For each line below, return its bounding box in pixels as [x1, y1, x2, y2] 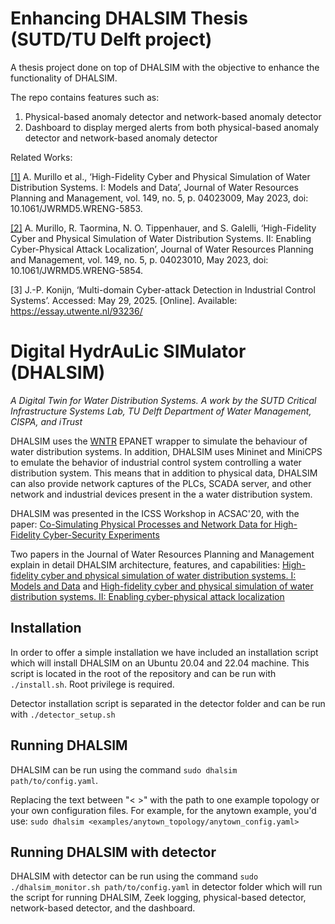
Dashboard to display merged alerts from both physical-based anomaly [24, 121, 320, 133]
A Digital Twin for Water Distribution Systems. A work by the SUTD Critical [10, 394, 317, 406]
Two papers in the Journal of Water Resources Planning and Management [10, 548, 315, 560]
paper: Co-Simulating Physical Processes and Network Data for [10, 518, 273, 530]
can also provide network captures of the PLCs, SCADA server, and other [10, 477, 312, 489]
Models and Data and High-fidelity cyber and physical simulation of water [10, 580, 314, 592]
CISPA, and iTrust [10, 415, 83, 427]
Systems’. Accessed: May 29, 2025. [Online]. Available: [10, 294, 238, 306]
